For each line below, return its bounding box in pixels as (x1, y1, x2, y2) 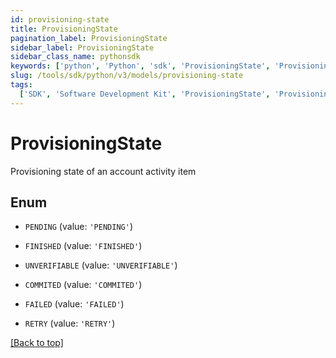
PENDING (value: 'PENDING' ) (24, 221, 133, 233)
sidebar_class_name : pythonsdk (10, 52, 141, 62)
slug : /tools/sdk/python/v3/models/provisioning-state (10, 71, 244, 81)
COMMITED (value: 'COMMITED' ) (24, 279, 143, 291)
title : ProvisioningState (10, 24, 118, 34)
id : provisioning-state (10, 14, 110, 25)
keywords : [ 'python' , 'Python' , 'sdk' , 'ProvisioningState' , (10, 61, 271, 71)
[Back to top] (10, 337, 64, 349)
